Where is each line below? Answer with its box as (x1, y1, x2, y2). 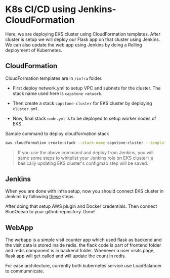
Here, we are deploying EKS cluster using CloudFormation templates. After (5, 31, 161, 37)
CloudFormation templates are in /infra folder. (5, 75, 103, 81)
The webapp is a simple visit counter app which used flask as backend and (5, 237, 162, 243)
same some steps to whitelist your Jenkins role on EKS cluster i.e (17, 155, 153, 161)
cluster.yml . (12, 105, 39, 112)
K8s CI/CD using (5, 4, 76, 15)
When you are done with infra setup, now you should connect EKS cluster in (5, 188, 164, 194)
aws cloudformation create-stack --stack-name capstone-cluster (5, 140, 144, 145)
